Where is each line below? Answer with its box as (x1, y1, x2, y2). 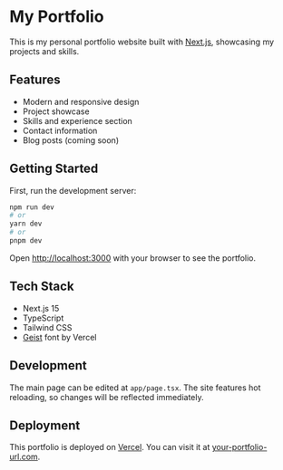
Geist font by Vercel (22, 331, 97, 342)
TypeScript (22, 312, 64, 323)
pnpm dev (9, 236, 43, 245)
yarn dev (9, 219, 43, 228)
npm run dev (9, 202, 54, 212)
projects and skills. (9, 45, 80, 56)
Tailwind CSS (22, 321, 73, 332)
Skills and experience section (22, 115, 133, 126)
